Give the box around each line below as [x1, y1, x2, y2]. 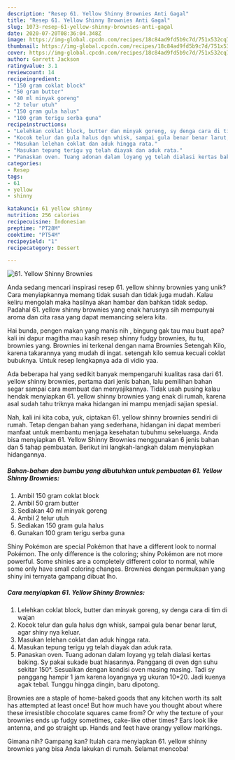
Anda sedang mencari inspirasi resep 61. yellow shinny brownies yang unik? [7, 283, 226, 291]
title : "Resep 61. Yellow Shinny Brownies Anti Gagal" [7, 17, 171, 24]
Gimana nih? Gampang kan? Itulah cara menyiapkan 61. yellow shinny [7, 737, 208, 746]
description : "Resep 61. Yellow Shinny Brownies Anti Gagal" [7, 10, 190, 18]
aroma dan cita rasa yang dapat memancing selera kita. [7, 313, 167, 322]
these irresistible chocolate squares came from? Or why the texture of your [7, 709, 224, 717]
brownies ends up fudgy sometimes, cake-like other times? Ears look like [7, 716, 218, 725]
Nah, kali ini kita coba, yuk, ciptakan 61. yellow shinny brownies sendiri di [7, 413, 218, 422]
